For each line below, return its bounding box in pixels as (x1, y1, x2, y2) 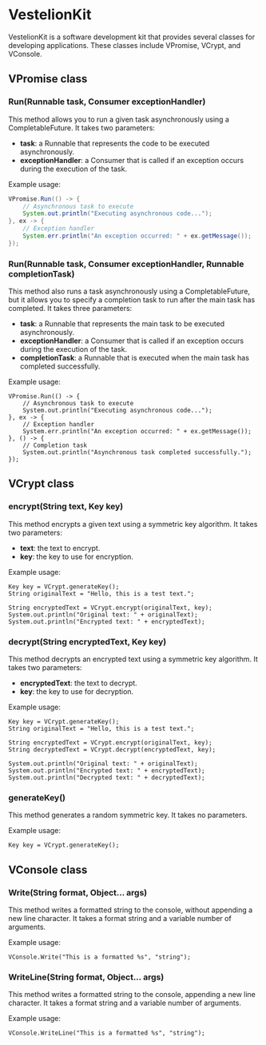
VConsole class (8, 863, 88, 876)
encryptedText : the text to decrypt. (19, 678, 137, 688)
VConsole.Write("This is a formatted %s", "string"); (8, 953, 192, 961)
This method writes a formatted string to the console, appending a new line (8, 990, 256, 999)
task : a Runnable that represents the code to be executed (19, 138, 210, 148)
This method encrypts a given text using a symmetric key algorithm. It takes (8, 519, 258, 528)
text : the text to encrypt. (19, 543, 101, 552)
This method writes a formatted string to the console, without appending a (8, 905, 253, 915)
